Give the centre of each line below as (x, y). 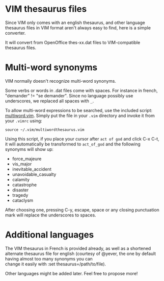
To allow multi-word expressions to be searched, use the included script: (79, 110)
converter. (15, 33)
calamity (21, 179)
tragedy (20, 195)
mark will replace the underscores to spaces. (51, 215)
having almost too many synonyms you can (49, 258)
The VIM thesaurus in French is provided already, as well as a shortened (78, 248)
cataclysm (23, 200)
